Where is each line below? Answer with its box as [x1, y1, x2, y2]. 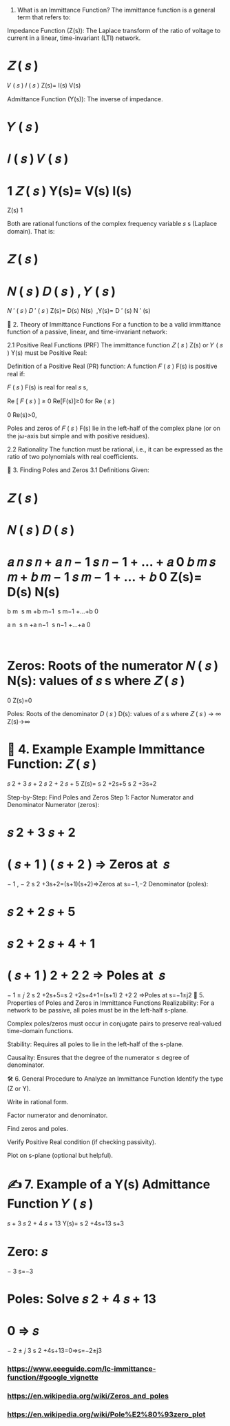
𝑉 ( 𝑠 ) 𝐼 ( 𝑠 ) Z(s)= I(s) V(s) [7, 81, 81, 89]
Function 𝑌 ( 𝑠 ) [7, 1196, 94, 1212]
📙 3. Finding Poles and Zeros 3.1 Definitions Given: [7, 466, 149, 474]
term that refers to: [17, 13, 71, 21]
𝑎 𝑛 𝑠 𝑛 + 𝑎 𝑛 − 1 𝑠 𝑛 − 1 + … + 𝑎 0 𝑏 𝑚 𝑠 [7, 554, 216, 569]
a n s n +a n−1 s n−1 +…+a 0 [7, 620, 91, 629]
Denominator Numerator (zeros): [7, 800, 100, 808]
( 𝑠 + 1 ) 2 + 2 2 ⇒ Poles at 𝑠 [7, 968, 165, 984]
